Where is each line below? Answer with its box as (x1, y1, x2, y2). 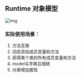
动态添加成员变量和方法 (12, 49, 59, 55)
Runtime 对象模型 (5, 4, 58, 13)
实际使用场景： (5, 31, 40, 37)
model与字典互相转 (12, 61, 50, 67)
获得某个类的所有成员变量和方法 (12, 55, 76, 61)
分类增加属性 (12, 67, 38, 73)
